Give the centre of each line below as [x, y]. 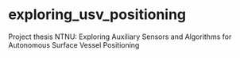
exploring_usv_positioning [97, 15]
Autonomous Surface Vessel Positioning [74, 44]
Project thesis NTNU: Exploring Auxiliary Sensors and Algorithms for [120, 37]
